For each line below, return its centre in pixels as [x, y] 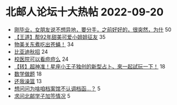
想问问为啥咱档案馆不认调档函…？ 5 [57, 88]
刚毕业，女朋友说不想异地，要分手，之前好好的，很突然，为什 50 [93, 29]
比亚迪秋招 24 [31, 51]
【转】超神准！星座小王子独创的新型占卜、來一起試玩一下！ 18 [90, 66]
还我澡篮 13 [28, 81]
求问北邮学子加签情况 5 [42, 96]
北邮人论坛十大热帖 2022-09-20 [85, 12]
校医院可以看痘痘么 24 [41, 59]
